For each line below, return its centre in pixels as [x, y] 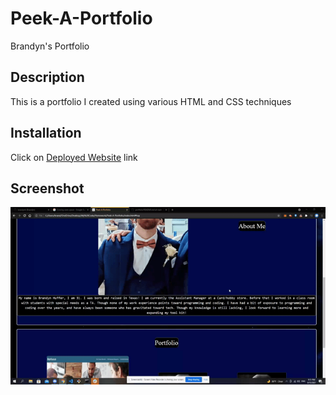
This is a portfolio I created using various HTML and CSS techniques [151, 101]
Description [47, 77]
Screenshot [47, 188]
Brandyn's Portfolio [50, 46]
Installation [46, 133]
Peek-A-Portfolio [81, 18]
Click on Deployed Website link [74, 157]
